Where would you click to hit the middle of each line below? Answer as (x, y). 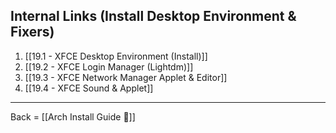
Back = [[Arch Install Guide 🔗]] (73, 116)
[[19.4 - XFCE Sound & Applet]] (89, 88)
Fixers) (32, 32)
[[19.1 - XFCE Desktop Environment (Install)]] (116, 56)
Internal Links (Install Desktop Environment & (153, 16)
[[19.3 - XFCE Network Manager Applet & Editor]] (126, 77)
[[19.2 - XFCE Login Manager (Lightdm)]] (109, 66)
